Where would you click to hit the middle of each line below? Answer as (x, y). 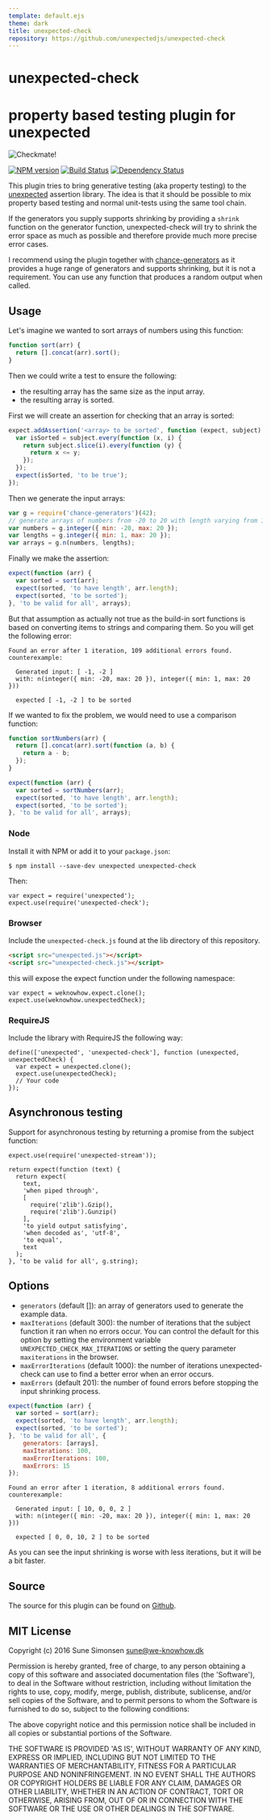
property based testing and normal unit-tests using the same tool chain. (127, 203)
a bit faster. (27, 1561)
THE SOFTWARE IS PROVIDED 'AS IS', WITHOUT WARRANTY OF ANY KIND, (135, 1748)
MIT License (40, 1631)
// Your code (38, 1081)
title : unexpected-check (50, 31)
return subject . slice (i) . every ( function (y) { (102, 445)
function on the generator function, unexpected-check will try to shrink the (133, 227)
